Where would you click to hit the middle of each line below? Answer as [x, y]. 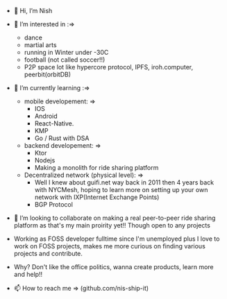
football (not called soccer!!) [65, 60]
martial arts [40, 45]
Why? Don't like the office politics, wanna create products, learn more [113, 267]
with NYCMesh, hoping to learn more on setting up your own [121, 190]
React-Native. [54, 123]
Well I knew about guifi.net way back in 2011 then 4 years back [124, 182]
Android [46, 116]
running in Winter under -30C [66, 52]
